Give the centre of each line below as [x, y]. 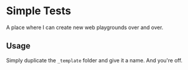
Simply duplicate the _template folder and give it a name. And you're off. [94, 60]
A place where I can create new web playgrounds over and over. [85, 27]
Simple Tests [39, 11]
